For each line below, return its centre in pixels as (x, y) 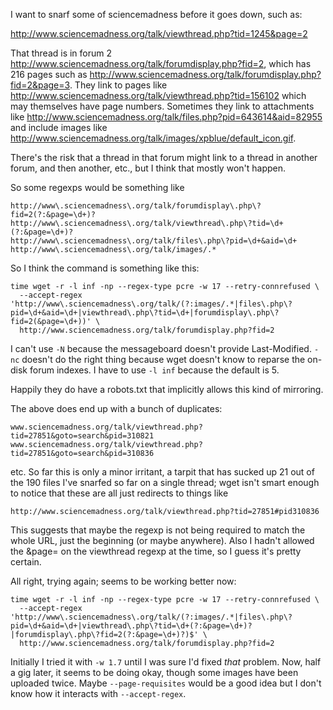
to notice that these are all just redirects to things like (119, 493)
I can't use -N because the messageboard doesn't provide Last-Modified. (161, 348)
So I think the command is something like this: (105, 268)
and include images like (59, 127)
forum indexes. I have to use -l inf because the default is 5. (154, 370)
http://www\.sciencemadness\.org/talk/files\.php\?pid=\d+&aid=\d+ (154, 241)
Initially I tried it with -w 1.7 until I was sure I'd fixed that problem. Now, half (166, 662)
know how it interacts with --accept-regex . (98, 693)
